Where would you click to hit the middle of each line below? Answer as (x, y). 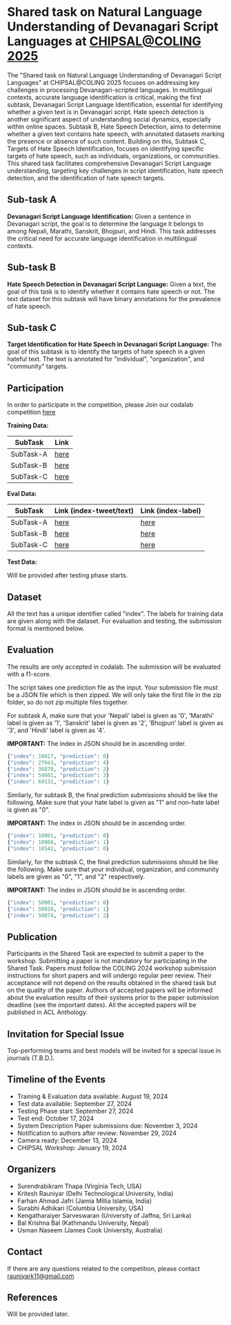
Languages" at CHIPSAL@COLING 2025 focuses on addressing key (103, 82)
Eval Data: (22, 494)
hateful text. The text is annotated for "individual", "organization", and (106, 359)
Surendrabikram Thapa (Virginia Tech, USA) (80, 1186)
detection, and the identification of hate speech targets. (86, 178)
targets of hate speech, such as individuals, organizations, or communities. (114, 155)
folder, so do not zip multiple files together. (68, 702)
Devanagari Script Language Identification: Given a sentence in (99, 216)
